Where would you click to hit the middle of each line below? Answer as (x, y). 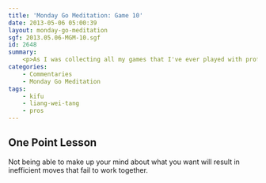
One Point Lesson (53, 143)
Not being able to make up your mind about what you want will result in (124, 162)
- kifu (33, 96)
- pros (33, 111)
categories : (28, 67)
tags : (17, 89)
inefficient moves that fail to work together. (78, 170)
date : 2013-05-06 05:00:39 (53, 23)
